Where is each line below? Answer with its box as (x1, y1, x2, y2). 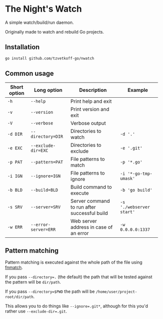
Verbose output (70, 120, 106, 127)
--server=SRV (31, 204, 61, 210)
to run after (70, 204, 96, 211)
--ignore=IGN (31, 174, 61, 179)
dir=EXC (31, 148, 49, 154)
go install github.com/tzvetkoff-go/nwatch (5, 56, 95, 61)
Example (128, 87, 148, 93)
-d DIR (7, 131, 23, 137)
